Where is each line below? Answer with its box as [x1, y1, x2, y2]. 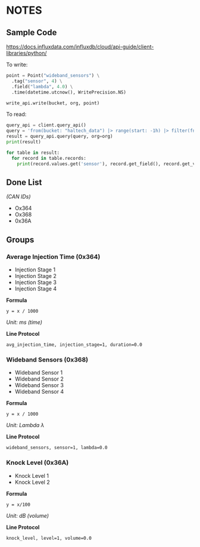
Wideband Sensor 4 [14, 388, 64, 395]
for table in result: [6, 150, 60, 156]
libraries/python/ [6, 50, 47, 57]
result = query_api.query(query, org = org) [6, 134, 113, 140]
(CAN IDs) [6, 193, 31, 200]
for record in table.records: [11, 155, 86, 161]
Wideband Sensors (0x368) [6, 356, 89, 364]
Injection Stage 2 [14, 273, 57, 279]
